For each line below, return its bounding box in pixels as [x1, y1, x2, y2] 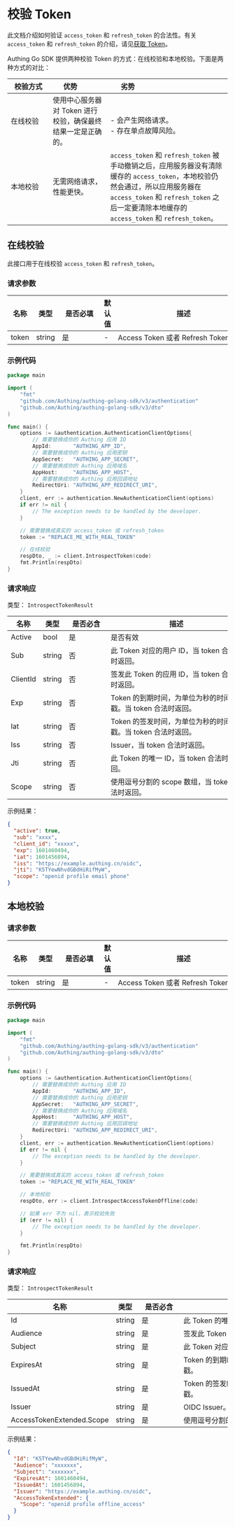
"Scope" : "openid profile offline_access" [20, 1501, 145, 1508]
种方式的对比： [7, 63, 50, 71]
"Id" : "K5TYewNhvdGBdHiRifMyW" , [13, 1456, 108, 1463]
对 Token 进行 [52, 106, 98, 116]
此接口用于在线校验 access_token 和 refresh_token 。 [7, 259, 159, 267]
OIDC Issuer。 [183, 1402, 231, 1412]
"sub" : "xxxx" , [13, 834, 58, 841]
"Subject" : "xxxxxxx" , [13, 1468, 80, 1476]
